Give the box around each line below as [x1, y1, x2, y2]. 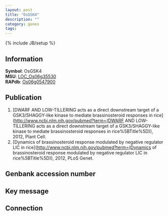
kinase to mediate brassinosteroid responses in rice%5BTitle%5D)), [12, 128, 153, 134]
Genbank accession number [5, 170, 96, 178]
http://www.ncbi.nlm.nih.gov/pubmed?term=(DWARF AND [14, 117, 135, 124]
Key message [5, 187, 49, 195]
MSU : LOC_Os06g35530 [5, 73, 57, 79]
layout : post [5, 7, 33, 13]
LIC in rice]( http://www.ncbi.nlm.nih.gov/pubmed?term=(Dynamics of [12, 144, 157, 150]
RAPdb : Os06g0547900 [5, 79, 55, 85]
